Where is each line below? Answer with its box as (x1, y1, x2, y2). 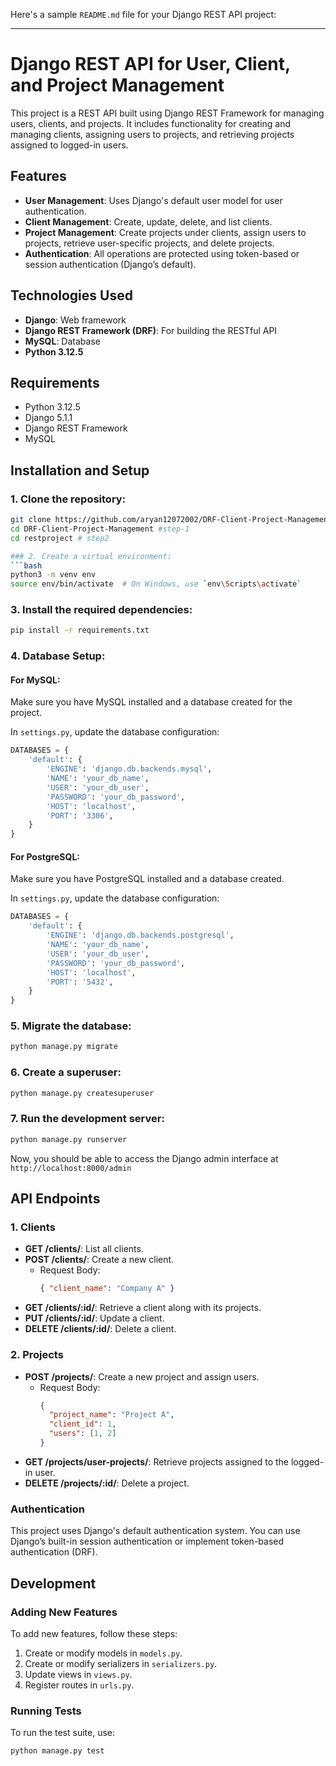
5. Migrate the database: (10, 1019, 132, 1033)
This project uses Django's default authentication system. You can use (10, 1525, 301, 1537)
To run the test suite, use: (10, 1727, 116, 1739)
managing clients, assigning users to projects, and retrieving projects (10, 128, 295, 140)
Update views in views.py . (24, 1668, 133, 1680)
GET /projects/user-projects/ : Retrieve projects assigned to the (24, 1455, 290, 1468)
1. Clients (10, 1220, 56, 1234)
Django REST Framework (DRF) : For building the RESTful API (24, 324, 278, 336)
